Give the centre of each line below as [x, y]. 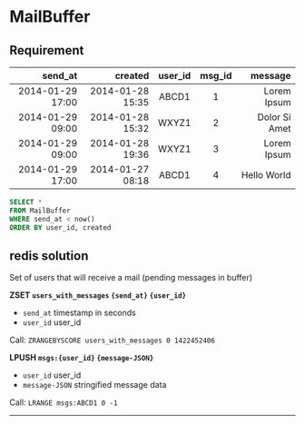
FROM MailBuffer [40, 211]
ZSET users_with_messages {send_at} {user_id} [98, 295]
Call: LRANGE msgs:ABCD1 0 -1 [64, 402]
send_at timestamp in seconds [79, 313]
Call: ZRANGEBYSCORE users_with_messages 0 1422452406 [113, 340]
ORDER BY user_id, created [60, 227]
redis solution [49, 256]
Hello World [266, 175]
